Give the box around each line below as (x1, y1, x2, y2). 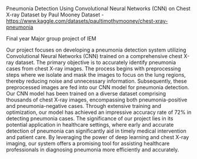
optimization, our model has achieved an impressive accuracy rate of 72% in (6, 109, 192, 116)
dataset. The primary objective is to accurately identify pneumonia (15, 59, 176, 66)
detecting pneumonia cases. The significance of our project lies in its (6, 115, 173, 122)
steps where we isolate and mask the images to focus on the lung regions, (6, 72, 186, 78)
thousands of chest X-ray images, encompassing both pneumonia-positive (6, 96, 188, 103)
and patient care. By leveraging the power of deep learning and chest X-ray (6, 134, 189, 140)
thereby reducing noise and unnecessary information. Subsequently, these (6, 77, 187, 84)
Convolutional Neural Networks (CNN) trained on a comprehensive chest (6, 53, 183, 59)
